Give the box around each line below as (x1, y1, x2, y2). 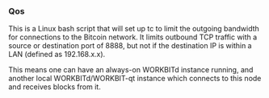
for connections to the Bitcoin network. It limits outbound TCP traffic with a (8, 32, 258, 42)
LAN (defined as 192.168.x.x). (8, 50, 106, 59)
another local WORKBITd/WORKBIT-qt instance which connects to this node (8, 74, 262, 84)
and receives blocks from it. (8, 82, 101, 92)
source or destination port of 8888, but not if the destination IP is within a (8, 41, 252, 51)
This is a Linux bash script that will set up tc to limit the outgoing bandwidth (8, 24, 260, 34)
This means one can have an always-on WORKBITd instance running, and (8, 65, 254, 75)
